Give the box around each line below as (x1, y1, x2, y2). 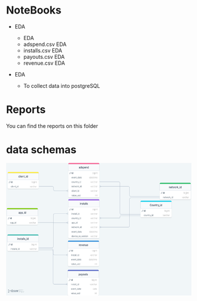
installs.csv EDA (23, 47, 63, 54)
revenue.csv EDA (23, 59, 65, 67)
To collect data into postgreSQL (23, 82, 101, 89)
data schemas (6, 143, 76, 157)
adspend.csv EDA (23, 41, 66, 48)
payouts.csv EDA (23, 53, 65, 60)
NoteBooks (6, 4, 62, 17)
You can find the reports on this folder (6, 122, 98, 130)
